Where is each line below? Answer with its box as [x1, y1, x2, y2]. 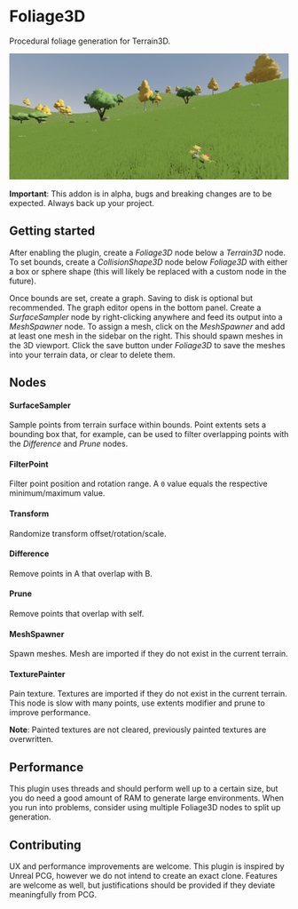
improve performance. [9, 707, 91, 718]
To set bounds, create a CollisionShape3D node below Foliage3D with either [9, 256, 288, 267]
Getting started [9, 224, 96, 239]
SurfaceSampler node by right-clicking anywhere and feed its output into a [9, 311, 283, 322]
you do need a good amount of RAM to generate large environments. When [9, 793, 285, 803]
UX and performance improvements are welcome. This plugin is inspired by [9, 861, 286, 872]
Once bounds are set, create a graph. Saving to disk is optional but [9, 292, 254, 303]
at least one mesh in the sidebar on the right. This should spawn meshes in [9, 331, 284, 341]
